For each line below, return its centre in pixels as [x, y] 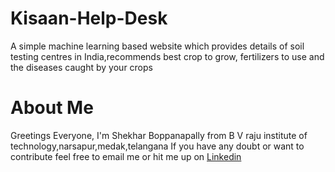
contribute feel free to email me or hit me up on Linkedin [126, 156]
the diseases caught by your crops [81, 67]
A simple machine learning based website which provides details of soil [157, 46]
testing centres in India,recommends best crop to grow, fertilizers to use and [167, 56]
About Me [52, 108]
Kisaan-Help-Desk [89, 18]
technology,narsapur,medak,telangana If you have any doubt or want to [157, 146]
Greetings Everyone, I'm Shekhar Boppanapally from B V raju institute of [159, 135]
